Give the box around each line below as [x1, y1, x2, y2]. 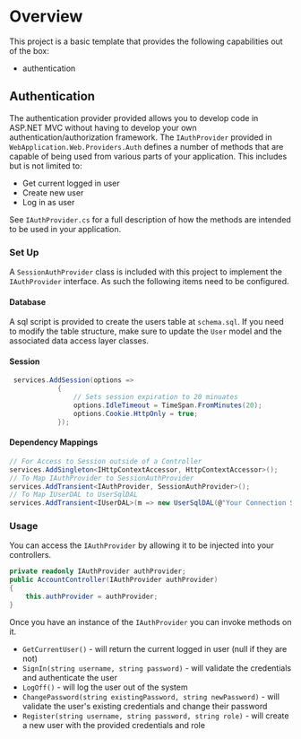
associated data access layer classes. [9, 335, 150, 346]
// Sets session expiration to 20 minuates [73, 393, 239, 402]
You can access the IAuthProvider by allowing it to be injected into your [9, 540, 275, 551]
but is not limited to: [9, 160, 82, 171]
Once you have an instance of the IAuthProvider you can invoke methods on [9, 616, 292, 627]
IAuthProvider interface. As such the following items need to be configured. [9, 276, 289, 287]
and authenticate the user [21, 672, 118, 682]
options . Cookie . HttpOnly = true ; [73, 409, 199, 418]
